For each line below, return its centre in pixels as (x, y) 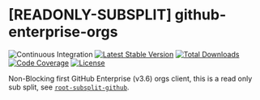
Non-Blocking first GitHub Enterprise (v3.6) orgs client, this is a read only (130, 78)
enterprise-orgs (63, 32)
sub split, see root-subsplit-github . (69, 87)
